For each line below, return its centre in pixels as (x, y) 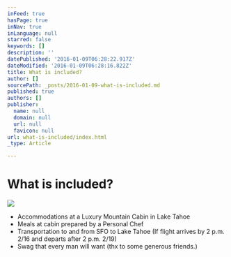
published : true (31, 91)
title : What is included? (45, 72)
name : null (29, 111)
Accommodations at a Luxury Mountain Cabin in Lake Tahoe (104, 216)
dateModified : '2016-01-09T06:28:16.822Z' (70, 66)
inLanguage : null (32, 33)
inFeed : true (26, 14)
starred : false (29, 40)
